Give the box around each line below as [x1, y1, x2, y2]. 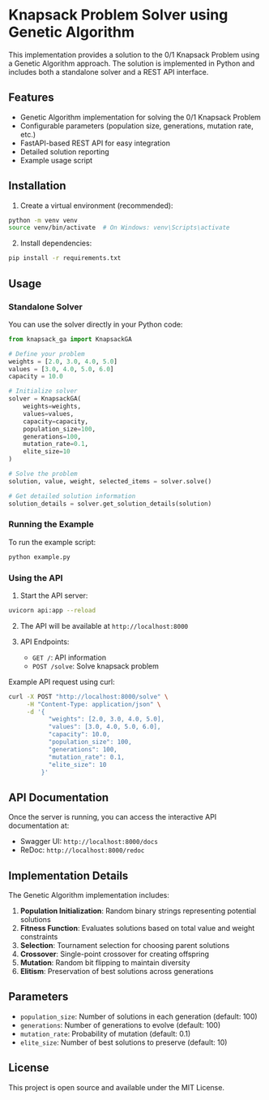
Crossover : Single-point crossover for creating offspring [19, 949, 209, 959]
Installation [8, 179, 66, 193]
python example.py [8, 552, 70, 561]
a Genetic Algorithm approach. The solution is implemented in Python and [8, 58, 255, 68]
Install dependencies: [19, 238, 92, 249]
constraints [19, 932, 58, 942]
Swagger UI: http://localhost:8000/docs [19, 837, 158, 847]
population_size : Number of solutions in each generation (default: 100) [19, 1011, 258, 1021]
